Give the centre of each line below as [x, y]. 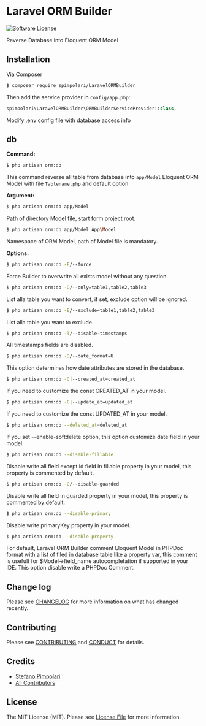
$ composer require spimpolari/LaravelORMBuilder [71, 85]
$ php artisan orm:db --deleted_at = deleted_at [67, 425]
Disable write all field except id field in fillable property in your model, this [99, 466]
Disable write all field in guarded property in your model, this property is [97, 495]
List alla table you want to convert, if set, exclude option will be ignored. [97, 299]
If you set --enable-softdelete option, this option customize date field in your [103, 437]
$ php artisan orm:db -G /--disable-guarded [63, 484]
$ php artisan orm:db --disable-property [60, 537]
